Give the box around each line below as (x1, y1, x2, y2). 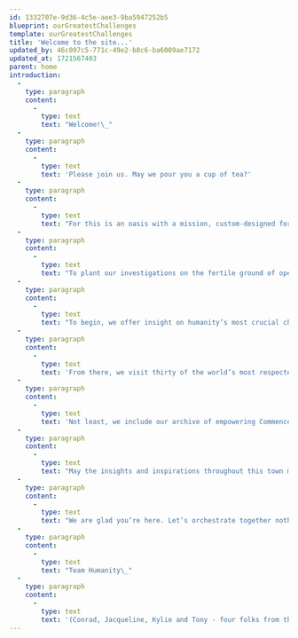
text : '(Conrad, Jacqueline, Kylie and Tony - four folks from (41, 615, 279, 624)
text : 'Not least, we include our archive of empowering (41, 417, 255, 426)
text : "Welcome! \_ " (41, 121, 114, 130)
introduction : (9, 71, 62, 80)
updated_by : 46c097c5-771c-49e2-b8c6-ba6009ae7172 (9, 46, 200, 55)
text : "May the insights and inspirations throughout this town (41, 467, 284, 476)
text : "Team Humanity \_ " (41, 565, 133, 575)
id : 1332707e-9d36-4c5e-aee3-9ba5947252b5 (9, 12, 169, 22)
